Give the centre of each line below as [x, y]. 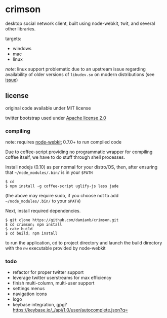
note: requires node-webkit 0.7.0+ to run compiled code [64, 142]
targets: [13, 39]
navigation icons [30, 294]
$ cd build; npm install [31, 234]
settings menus [29, 289]
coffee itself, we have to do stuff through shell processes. [65, 157]
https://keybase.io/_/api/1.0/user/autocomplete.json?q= [70, 310]
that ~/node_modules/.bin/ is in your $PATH [49, 172]
